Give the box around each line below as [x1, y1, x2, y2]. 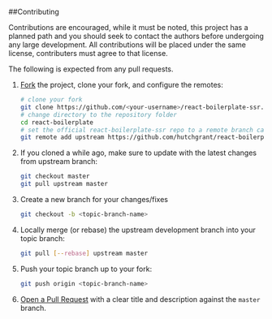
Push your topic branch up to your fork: [19, 264, 153, 274]
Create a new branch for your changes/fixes [19, 195, 169, 204]
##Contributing [8, 7, 59, 16]
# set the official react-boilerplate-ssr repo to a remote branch [19, 126, 253, 134]
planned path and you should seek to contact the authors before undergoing [8, 32, 264, 41]
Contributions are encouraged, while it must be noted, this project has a [8, 23, 249, 32]
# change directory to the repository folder [19, 110, 177, 119]
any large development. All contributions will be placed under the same [8, 40, 246, 50]
